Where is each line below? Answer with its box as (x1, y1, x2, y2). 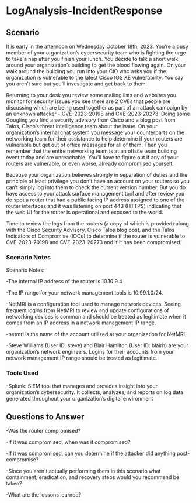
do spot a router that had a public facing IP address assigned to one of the (6, 196, 185, 203)
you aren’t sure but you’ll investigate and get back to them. (6, 80, 148, 87)
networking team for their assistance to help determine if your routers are (6, 135, 183, 142)
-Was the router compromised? (6, 427, 81, 434)
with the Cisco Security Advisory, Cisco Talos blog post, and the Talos (6, 227, 175, 233)
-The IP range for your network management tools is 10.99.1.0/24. (6, 289, 163, 296)
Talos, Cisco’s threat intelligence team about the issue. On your (6, 123, 157, 129)
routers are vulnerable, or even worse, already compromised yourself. (6, 160, 174, 167)
